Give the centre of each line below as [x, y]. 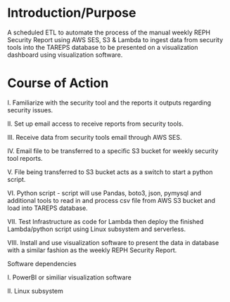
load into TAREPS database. [47, 208]
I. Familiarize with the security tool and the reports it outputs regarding [109, 103]
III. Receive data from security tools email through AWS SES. [95, 137]
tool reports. [25, 158]
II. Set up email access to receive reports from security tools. [96, 124]
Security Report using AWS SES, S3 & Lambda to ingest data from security [115, 39]
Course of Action [58, 83]
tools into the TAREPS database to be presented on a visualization [103, 47]
